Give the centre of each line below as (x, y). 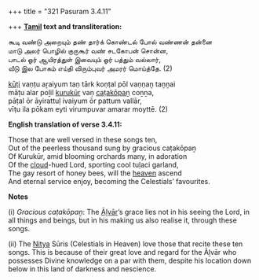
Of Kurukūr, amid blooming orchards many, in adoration (98, 156)
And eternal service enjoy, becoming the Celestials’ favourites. (109, 181)
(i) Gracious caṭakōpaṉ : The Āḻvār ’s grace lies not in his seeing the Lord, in (129, 212)
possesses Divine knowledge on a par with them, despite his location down (130, 260)
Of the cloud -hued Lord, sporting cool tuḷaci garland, (93, 165)
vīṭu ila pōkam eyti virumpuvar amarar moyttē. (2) (88, 109)
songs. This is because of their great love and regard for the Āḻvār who (122, 252)
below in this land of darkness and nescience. (82, 269)
